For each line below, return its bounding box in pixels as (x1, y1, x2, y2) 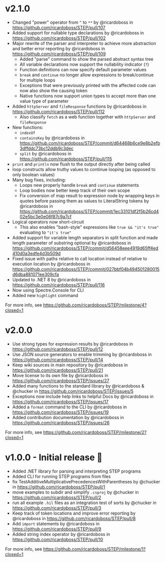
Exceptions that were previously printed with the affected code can (19, 82, 156, 88)
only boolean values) (12, 172, 55, 177)
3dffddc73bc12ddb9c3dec (19, 145, 74, 151)
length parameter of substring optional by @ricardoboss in (12, 240, 132, 246)
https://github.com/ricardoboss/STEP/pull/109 (12, 50, 106, 57)
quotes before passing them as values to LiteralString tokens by (19, 198, 149, 204)
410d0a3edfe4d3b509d (12, 250, 61, 256)
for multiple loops (19, 77, 56, 83)
